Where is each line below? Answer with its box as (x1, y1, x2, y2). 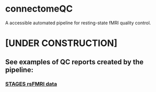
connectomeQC (5, 3, 73, 15)
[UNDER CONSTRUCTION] (5, 37, 118, 49)
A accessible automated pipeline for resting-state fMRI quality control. (5, 20, 151, 26)
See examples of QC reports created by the (5, 58, 144, 66)
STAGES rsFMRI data (5, 80, 57, 87)
